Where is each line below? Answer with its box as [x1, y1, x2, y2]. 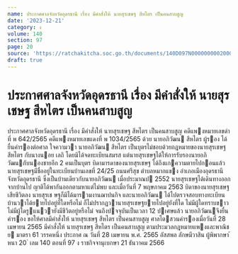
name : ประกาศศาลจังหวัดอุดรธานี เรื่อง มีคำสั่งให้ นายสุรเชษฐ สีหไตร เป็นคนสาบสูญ [7, 10, 184, 18]
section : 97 [7, 37, 42, 44]
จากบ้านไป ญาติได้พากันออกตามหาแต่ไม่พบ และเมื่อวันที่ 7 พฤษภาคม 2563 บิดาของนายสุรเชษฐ [7, 182, 230, 191]
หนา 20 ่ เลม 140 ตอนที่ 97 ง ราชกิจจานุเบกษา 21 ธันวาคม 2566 [7, 238, 165, 247]
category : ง [7, 23, 42, 31]
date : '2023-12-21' [7, 17, 65, 24]
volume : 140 [7, 30, 42, 38]
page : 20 [7, 43, 33, 50]
